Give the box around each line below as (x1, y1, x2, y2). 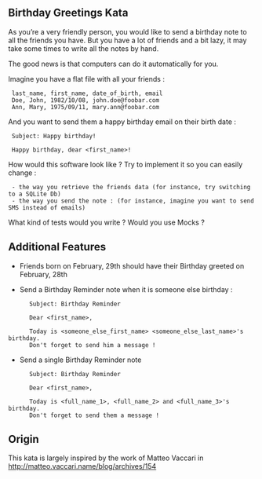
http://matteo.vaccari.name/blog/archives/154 (8, 462, 157, 471)
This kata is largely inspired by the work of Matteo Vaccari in (8, 453, 204, 463)
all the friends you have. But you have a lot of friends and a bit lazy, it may (8, 35, 247, 45)
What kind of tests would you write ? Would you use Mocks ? (8, 218, 206, 227)
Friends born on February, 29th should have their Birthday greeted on (19, 261, 245, 270)
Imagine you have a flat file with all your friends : (8, 74, 165, 83)
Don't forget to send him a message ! (28, 341, 156, 349)
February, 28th (19, 269, 68, 279)
